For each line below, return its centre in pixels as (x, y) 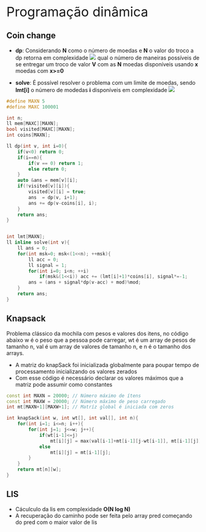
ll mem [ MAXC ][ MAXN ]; (33, 124)
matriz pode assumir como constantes (64, 384)
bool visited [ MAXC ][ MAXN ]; (41, 129)
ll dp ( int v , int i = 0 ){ (37, 146)
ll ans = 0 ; (32, 249)
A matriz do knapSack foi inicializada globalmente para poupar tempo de (107, 364)
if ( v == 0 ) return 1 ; (56, 163)
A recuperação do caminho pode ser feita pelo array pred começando (104, 515)
